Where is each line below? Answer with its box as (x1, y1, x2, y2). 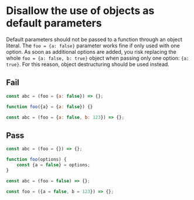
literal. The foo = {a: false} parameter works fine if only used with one (6, 42, 181, 49)
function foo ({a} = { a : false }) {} (6, 104, 93, 109)
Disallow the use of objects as (6, 4, 155, 18)
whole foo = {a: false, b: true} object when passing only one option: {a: (6, 54, 189, 61)
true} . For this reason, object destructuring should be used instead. (6, 60, 170, 68)
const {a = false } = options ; (16, 162, 91, 168)
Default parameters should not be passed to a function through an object (6, 36, 183, 43)
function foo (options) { (6, 157, 67, 163)
